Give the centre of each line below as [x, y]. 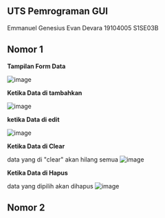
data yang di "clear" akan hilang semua [63, 159]
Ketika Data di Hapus [38, 173]
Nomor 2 [26, 208]
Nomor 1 [25, 50]
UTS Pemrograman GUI [58, 11]
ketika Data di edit [33, 119]
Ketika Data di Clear [36, 146]
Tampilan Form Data [36, 66]
